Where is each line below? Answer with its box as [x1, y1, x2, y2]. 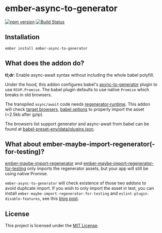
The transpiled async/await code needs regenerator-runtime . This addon [5, 101, 150, 107]
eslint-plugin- [118, 191, 149, 197]
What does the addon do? [5, 59, 84, 67]
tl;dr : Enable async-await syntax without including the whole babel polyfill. [5, 72, 154, 78]
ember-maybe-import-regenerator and [5, 161, 82, 166]
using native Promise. [5, 171, 49, 177]
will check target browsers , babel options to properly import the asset [5, 106, 145, 112]
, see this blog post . [39, 196, 79, 201]
